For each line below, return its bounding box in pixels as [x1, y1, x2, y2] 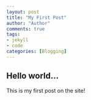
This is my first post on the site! [6, 87, 86, 94]
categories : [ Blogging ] [6, 48, 67, 55]
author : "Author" [6, 20, 51, 26]
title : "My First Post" [6, 15, 67, 21]
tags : [6, 32, 20, 38]
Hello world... [6, 71, 59, 81]
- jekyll [6, 37, 29, 43]
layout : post [6, 8, 40, 15]
